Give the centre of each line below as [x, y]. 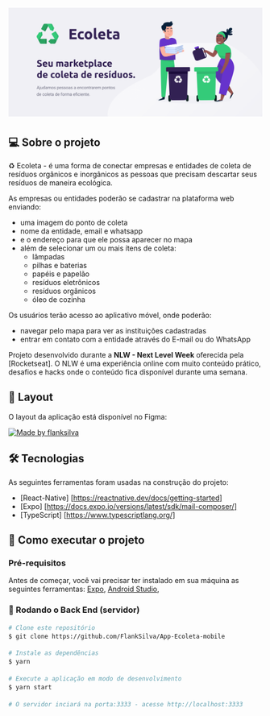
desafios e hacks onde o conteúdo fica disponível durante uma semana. [128, 372]
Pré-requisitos [37, 563]
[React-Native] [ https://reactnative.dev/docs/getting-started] [121, 498]
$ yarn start [30, 687]
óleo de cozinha [59, 300]
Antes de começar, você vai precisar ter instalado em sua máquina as [124, 581]
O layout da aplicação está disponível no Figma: [88, 416]
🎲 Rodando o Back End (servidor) [74, 610]
